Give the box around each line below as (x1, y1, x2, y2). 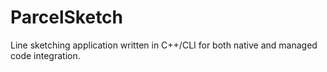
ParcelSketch (10, 6, 124, 29)
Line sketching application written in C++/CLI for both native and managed (10, 39, 318, 51)
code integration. (10, 49, 81, 61)
